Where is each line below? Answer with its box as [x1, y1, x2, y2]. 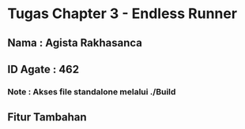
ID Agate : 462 [7, 62, 80, 76]
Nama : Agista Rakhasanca [7, 36, 143, 50]
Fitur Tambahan [7, 111, 88, 124]
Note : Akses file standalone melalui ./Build [7, 86, 176, 97]
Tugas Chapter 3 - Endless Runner [7, 5, 238, 23]
